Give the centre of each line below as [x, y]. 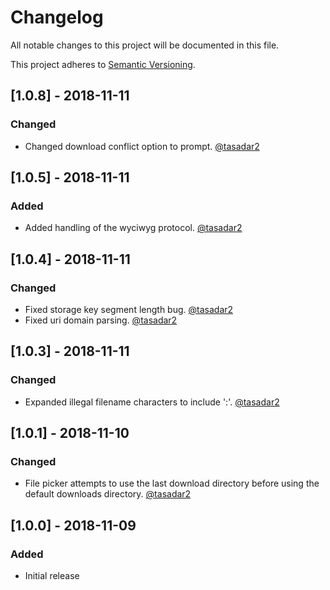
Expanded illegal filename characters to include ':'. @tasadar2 [152, 402]
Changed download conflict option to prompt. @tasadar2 [142, 146]
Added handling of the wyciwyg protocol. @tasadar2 [133, 228]
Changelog [57, 17]
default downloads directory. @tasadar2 [108, 494]
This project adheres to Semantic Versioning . [103, 64]
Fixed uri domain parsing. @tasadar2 [101, 320]
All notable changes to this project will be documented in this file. [145, 45]
